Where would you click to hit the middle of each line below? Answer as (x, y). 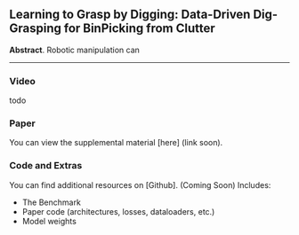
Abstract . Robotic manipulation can (75, 50)
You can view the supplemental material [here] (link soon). (116, 143)
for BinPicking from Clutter (139, 29)
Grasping (36, 29)
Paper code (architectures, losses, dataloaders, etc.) (118, 211)
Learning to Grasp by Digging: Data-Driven (130, 15)
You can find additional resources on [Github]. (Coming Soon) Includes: (140, 184)
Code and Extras (46, 166)
